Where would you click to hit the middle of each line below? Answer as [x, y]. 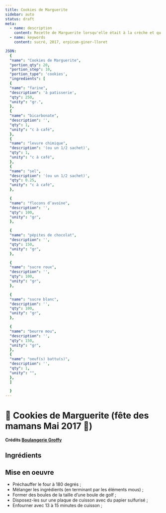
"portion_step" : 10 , [31, 70]
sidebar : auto [20, 14]
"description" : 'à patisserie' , [43, 92]
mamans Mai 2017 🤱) [49, 426]
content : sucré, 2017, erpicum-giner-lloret [61, 42]
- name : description [31, 28]
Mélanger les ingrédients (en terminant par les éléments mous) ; [78, 490]
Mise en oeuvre [30, 472]
